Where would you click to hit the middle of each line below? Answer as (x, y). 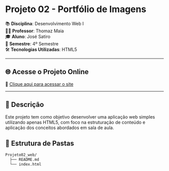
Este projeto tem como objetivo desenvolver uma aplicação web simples (80, 117)
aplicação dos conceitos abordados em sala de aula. (60, 128)
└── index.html (26, 164)
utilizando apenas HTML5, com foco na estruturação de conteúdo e (75, 122)
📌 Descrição (25, 105)
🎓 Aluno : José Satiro (28, 36)
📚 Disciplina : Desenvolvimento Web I (45, 23)
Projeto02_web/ (21, 155)
